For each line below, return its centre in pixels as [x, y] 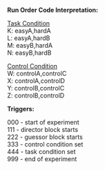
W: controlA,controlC [37, 73]
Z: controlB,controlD [36, 95]
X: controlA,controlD [36, 81]
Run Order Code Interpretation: [53, 10]
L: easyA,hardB [29, 38]
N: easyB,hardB [29, 53]
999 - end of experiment [42, 159]
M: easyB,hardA [30, 45]
